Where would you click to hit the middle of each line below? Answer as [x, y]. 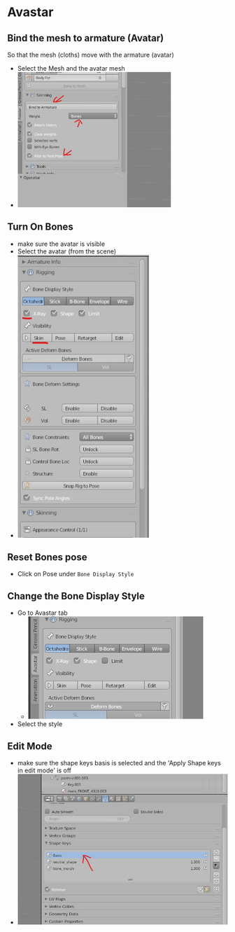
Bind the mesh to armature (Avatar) [86, 38]
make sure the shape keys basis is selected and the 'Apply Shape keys [119, 763]
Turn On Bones [40, 227]
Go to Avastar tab [42, 613]
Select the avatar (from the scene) [67, 251]
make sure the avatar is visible [61, 244]
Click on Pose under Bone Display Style [76, 574]
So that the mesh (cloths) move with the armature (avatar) [91, 55]
